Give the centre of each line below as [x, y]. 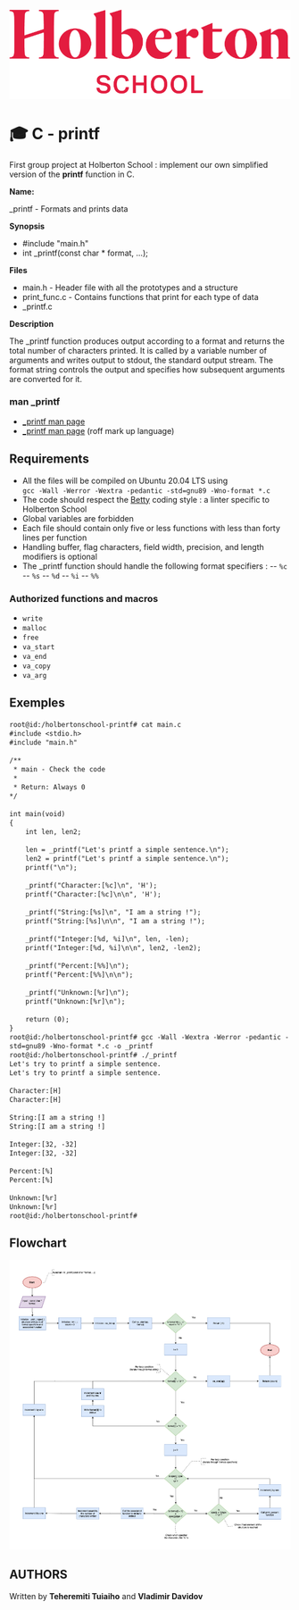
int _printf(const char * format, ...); [85, 253]
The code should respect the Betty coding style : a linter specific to [146, 499]
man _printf [35, 402]
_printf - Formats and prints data [69, 209]
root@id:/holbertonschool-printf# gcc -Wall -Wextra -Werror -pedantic [145, 1037]
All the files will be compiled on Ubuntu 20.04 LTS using [125, 480]
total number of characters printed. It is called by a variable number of [138, 350]
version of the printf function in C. [72, 174]
